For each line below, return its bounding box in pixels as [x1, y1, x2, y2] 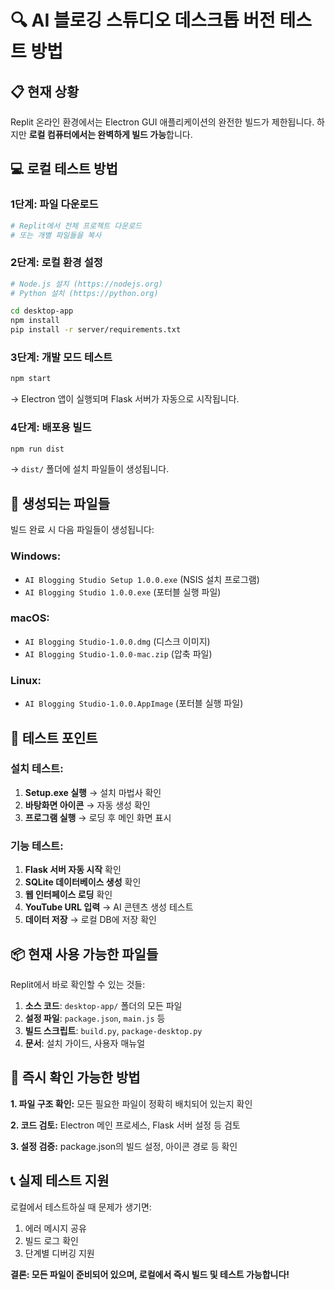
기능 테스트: [10, 839, 64, 853]
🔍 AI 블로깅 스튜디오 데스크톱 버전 [10, 9, 276, 32]
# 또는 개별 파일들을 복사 [10, 230, 102, 240]
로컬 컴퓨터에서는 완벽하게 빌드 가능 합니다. [28, 129, 193, 140]
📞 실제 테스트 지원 [10, 1172, 110, 1190]
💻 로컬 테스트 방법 [10, 161, 118, 178]
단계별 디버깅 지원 [24, 1247, 95, 1259]
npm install [10, 316, 60, 326]
